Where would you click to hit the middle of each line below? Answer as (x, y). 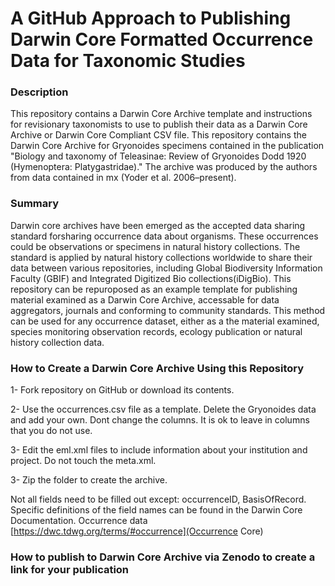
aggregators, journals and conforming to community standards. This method (168, 310)
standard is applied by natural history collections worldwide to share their (161, 257)
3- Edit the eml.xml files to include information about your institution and (159, 450)
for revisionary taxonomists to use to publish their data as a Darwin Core (159, 124)
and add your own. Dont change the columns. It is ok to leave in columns (160, 420)
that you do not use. (51, 431)
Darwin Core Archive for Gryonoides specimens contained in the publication (167, 146)
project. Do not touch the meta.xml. (83, 461)
